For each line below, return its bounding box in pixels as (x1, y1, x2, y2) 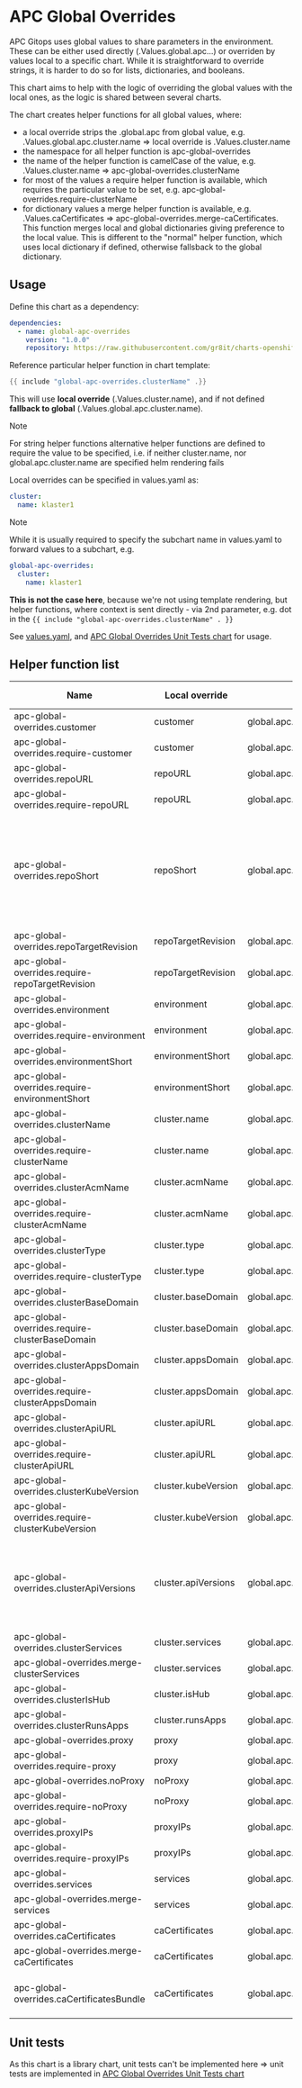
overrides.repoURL (13, 773, 94, 785)
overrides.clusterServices (13, 1641, 123, 1654)
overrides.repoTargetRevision (13, 941, 138, 954)
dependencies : (9, 318, 63, 328)
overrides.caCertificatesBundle (13, 1993, 146, 2005)
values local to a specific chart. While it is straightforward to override (9, 55, 264, 66)
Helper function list (9, 656, 120, 672)
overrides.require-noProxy (13, 1801, 128, 1813)
